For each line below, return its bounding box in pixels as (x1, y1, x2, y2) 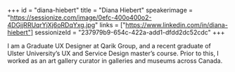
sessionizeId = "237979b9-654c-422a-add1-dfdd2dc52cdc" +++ (34, 28, 225, 36)
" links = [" (94, 21, 126, 29)
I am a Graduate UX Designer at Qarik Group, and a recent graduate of (7, 42, 211, 50)
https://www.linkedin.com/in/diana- (125, 21, 229, 29)
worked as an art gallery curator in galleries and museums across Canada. (7, 57, 223, 65)
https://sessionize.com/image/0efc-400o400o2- (10, 13, 152, 22)
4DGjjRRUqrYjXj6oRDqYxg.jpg (7, 21, 96, 29)
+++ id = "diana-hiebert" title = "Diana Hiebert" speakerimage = (7, 6, 193, 14)
